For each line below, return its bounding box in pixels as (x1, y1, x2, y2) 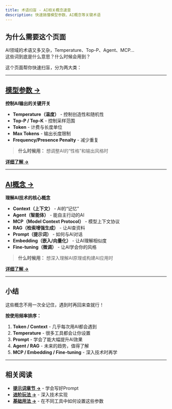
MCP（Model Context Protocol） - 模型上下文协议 (12, 218, 120, 224)
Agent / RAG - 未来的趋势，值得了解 (12, 342, 89, 349)
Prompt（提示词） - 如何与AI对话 (12, 231, 83, 237)
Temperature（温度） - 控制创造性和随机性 (12, 111, 104, 118)
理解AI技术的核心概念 (5, 194, 51, 201)
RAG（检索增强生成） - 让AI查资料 (12, 224, 85, 231)
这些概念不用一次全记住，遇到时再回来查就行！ (5, 301, 104, 308)
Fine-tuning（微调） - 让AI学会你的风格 (12, 244, 97, 250)
